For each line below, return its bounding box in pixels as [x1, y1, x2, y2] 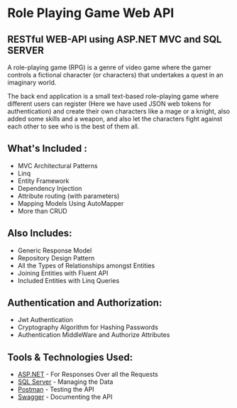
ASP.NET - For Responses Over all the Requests [17, 370, 158, 379]
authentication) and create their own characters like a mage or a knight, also [7, 107, 231, 115]
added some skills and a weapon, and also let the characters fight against [7, 115, 223, 123]
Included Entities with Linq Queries [17, 276, 120, 285]
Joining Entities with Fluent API [17, 268, 109, 277]
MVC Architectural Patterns [17, 161, 98, 170]
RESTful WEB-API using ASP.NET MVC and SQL [7, 33, 222, 45]
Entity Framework [17, 176, 70, 185]
